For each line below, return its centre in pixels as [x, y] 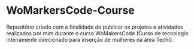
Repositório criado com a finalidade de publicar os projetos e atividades [95, 27]
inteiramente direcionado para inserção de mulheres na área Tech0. [90, 39]
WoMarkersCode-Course [70, 10]
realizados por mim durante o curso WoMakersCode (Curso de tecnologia [97, 33]
